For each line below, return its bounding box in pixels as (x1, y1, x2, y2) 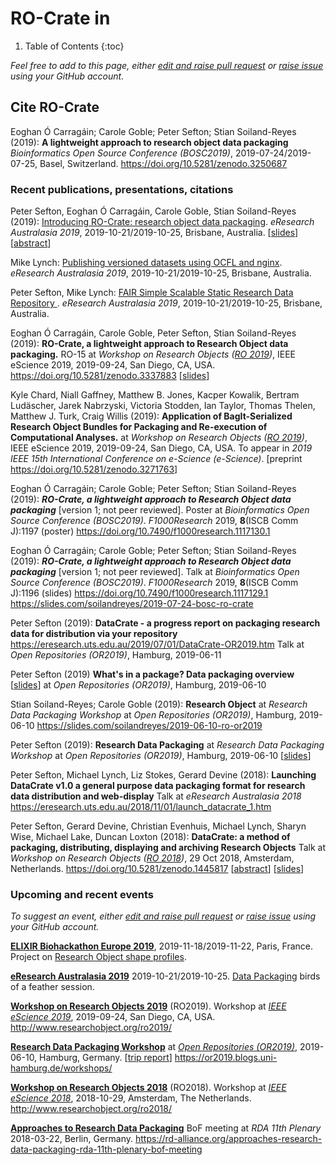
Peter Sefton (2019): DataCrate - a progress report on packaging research (10, 617, 321, 629)
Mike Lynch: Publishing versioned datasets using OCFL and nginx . (10, 257, 283, 269)
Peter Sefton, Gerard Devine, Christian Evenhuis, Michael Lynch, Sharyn (10, 820, 307, 832)
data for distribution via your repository (10, 628, 178, 640)
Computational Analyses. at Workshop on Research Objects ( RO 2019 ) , (10, 432, 308, 444)
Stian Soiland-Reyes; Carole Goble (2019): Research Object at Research (10, 698, 308, 711)
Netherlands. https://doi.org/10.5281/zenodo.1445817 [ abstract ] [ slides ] (10, 863, 305, 875)
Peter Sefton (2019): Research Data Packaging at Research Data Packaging (10, 739, 325, 751)
